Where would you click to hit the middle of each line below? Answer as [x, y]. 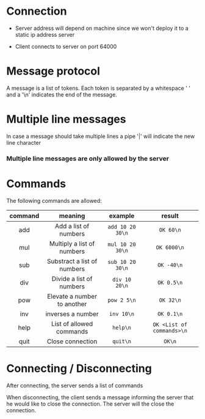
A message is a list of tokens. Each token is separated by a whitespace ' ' [99, 88]
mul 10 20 [122, 244]
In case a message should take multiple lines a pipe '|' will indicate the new [101, 136]
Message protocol [53, 71]
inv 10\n [122, 314]
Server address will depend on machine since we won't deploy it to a [102, 28]
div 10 [122, 279]
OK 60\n [170, 230]
